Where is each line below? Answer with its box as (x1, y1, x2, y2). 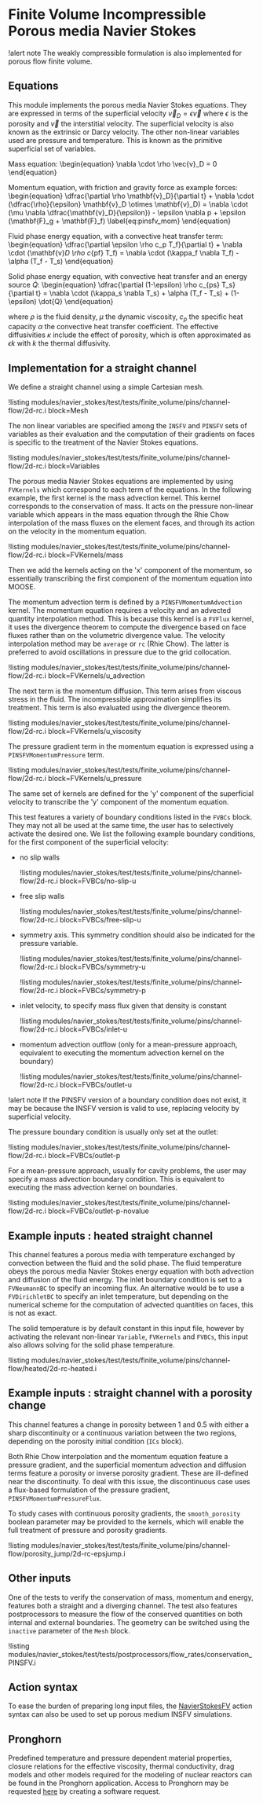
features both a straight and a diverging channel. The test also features (8, 1600, 238, 1610)
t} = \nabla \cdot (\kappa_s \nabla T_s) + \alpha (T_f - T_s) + (35, 288, 229, 298)
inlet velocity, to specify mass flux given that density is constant (19, 1001, 227, 1010)
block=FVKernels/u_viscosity (48, 727, 141, 736)
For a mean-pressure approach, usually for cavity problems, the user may (8, 1166, 247, 1175)
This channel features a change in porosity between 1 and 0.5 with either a (8, 1420, 250, 1429)
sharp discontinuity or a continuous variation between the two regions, (8, 1428, 237, 1437)
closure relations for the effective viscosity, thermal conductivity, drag (8, 1762, 235, 1771)
